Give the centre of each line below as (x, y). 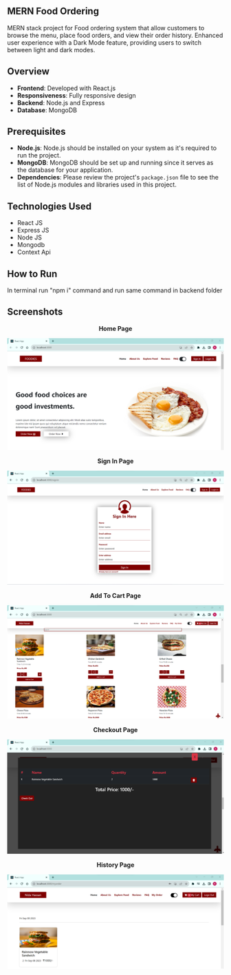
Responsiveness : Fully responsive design (76, 95)
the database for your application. (65, 170)
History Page (115, 865)
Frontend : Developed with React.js (66, 88)
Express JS (33, 231)
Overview (29, 72)
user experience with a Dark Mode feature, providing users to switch (104, 42)
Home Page (115, 328)
